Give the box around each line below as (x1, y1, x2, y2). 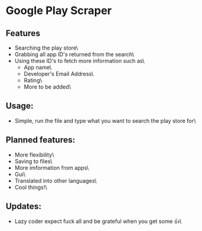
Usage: (6, 101, 34, 111)
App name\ (23, 64, 52, 71)
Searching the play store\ (14, 44, 78, 51)
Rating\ (23, 77, 42, 84)
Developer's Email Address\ (23, 70, 94, 77)
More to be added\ (23, 83, 72, 90)
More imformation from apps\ (14, 164, 89, 171)
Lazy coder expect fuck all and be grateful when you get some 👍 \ (14, 218, 182, 225)
